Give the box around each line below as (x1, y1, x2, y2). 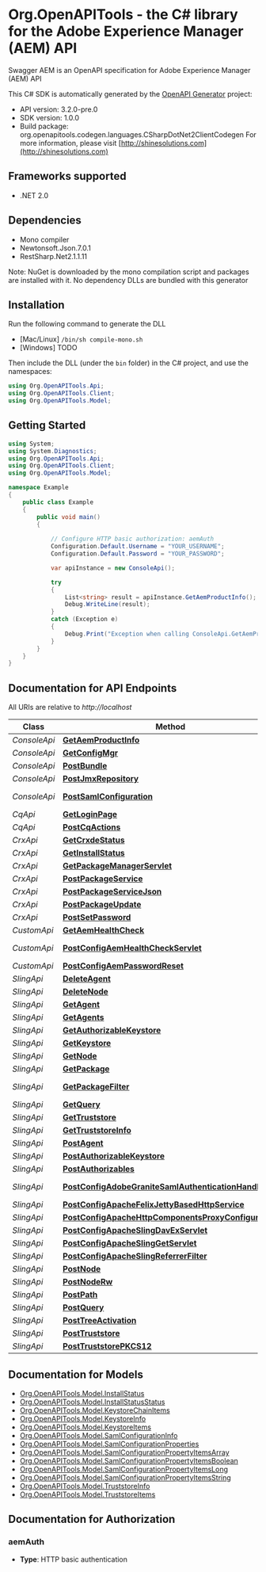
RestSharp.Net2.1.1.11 (19, 251, 88, 261)
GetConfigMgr (63, 747, 119, 758)
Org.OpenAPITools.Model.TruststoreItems (19, 1490, 156, 1499)
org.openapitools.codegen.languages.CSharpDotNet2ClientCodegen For (19, 129, 257, 139)
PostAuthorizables (63, 1163, 135, 1174)
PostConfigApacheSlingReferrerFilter (63, 1250, 207, 1261)
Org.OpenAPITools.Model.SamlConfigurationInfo (19, 1430, 178, 1440)
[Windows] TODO (19, 343, 78, 353)
